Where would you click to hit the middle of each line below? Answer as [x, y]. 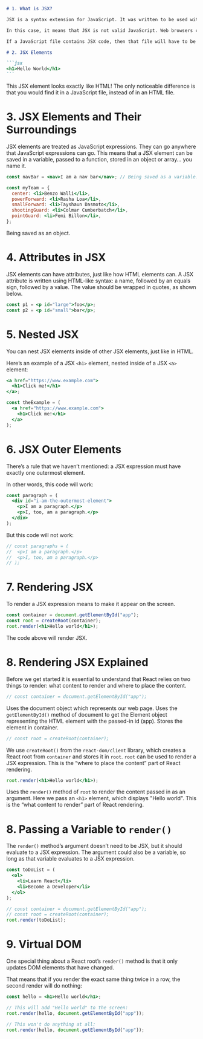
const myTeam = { [28, 187]
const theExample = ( [34, 403]
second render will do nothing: [44, 986]
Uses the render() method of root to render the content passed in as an [96, 792]
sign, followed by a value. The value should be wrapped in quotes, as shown [101, 287]
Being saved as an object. [38, 233]
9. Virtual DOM [44, 944]
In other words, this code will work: [50, 484]
